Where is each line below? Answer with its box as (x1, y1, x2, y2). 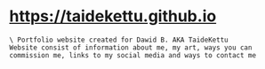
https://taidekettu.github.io (9, 6, 217, 27)
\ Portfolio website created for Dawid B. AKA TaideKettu (9, 35, 229, 44)
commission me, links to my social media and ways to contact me (9, 50, 256, 59)
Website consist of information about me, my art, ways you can (9, 42, 253, 52)
